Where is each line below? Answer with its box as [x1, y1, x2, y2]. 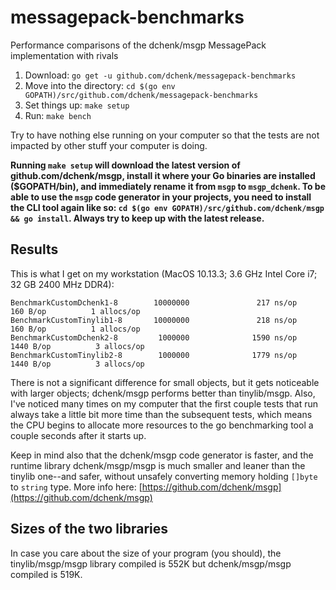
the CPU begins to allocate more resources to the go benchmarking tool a [10, 419, 314, 431]
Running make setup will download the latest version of [10, 159, 241, 171]
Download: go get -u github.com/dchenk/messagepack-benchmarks [24, 69, 297, 81]
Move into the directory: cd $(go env [24, 79, 176, 91]
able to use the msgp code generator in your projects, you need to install [10, 191, 312, 203]
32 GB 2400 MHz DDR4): [10, 278, 115, 290]
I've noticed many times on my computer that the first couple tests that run [10, 397, 318, 410]
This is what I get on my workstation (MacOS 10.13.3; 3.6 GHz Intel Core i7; [10, 267, 318, 280]
